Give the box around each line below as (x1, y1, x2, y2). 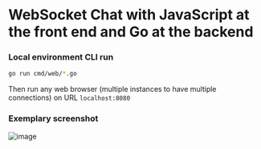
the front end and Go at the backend (8, 23, 254, 41)
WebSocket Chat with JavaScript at (8, 6, 251, 24)
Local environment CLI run (8, 52, 114, 63)
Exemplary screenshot (8, 113, 99, 124)
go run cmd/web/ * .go (8, 70, 78, 78)
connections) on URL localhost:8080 (8, 93, 131, 102)
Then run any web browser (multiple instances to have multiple (8, 85, 217, 94)
